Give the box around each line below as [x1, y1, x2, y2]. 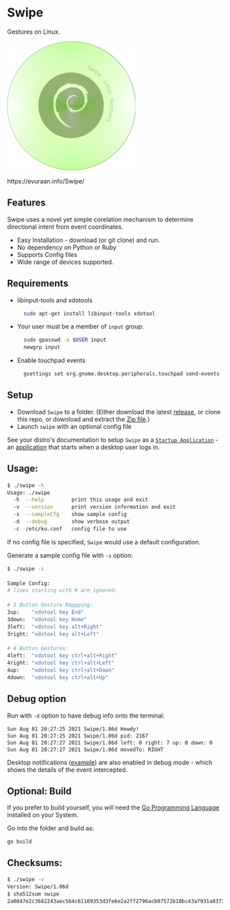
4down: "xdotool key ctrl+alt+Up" [7, 674, 109, 681]
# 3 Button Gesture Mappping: [7, 601, 94, 609]
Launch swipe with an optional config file [16, 422, 132, 430]
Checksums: [7, 857, 63, 869]
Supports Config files [16, 250, 77, 258]
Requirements [7, 278, 68, 289]
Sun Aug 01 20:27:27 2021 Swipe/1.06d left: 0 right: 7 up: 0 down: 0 [7, 739, 213, 746]
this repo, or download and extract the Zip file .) [16, 414, 151, 423]
